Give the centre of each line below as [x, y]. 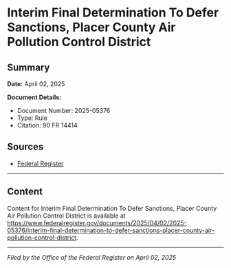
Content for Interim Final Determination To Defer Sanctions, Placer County [112, 208]
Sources [25, 147]
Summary [29, 67]
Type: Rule [32, 118]
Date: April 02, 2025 [36, 84]
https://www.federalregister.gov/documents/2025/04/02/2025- [97, 223]
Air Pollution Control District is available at [66, 216]
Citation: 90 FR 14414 [47, 125]
